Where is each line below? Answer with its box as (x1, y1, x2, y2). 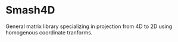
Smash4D (5, 3, 55, 17)
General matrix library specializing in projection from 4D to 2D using (5, 23, 173, 30)
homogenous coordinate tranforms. (5, 29, 93, 36)
